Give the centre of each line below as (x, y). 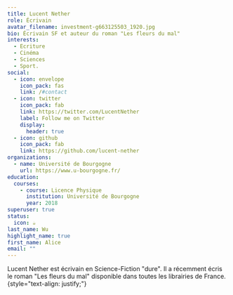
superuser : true (31, 210)
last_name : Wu (28, 229)
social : (19, 72)
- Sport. (26, 66)
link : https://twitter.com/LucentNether (80, 112)
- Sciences (29, 60)
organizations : (29, 158)
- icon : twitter (37, 99)
